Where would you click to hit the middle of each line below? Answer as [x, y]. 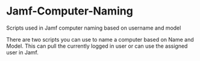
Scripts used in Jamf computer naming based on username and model [94, 28]
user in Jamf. [23, 52]
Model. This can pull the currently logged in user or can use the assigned [97, 46]
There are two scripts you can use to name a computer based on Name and [100, 39]
